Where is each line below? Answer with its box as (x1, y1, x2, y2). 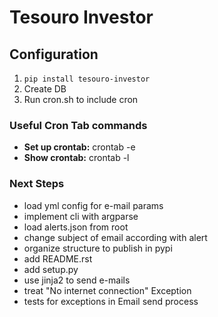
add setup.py (23, 263, 79, 275)
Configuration (9, 46, 99, 63)
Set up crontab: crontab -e (23, 141, 136, 153)
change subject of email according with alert (23, 231, 208, 243)
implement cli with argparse (23, 210, 139, 222)
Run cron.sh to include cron (23, 94, 139, 105)
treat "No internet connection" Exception (23, 284, 192, 296)
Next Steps (9, 177, 65, 191)
